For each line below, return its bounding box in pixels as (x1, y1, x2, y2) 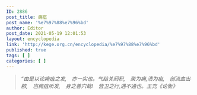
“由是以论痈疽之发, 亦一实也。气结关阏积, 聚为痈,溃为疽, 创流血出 (20, 75, 191, 82)
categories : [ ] (6, 58, 46, 64)
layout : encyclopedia (6, 36, 60, 42)
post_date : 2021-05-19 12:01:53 (6, 31, 86, 37)
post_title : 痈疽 (6, 14, 47, 20)
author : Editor (6, 25, 44, 31)
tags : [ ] (6, 53, 31, 58)
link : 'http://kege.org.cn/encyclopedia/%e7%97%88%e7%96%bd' (6, 42, 161, 48)
